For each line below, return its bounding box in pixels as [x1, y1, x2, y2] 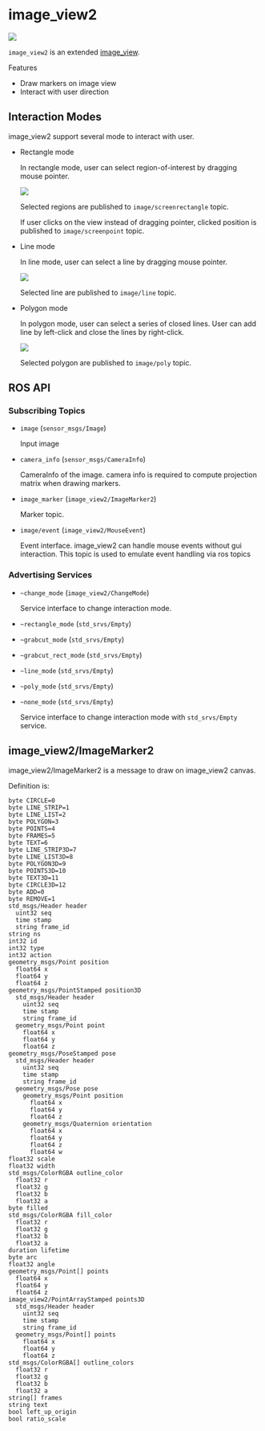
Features [8, 63, 38, 72]
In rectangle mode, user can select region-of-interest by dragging [19, 162, 238, 172]
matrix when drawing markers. [19, 479, 122, 488]
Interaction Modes [8, 110, 102, 124]
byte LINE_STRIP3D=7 [8, 846, 78, 854]
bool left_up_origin [8, 1408, 78, 1416]
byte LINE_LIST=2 [8, 810, 66, 818]
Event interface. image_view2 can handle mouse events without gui [19, 540, 243, 551]
